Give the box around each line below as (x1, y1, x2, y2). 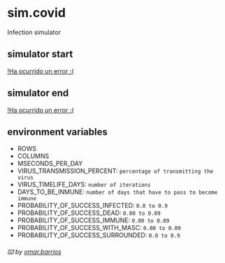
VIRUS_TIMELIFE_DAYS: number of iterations (17, 180, 152, 189)
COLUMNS (17, 152, 50, 160)
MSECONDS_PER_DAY (17, 159, 83, 168)
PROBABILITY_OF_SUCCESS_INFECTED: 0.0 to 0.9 (17, 201, 168, 210)
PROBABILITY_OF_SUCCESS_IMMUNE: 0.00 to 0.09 (17, 216, 170, 225)
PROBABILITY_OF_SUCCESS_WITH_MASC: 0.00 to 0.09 (17, 224, 182, 232)
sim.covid (7, 5, 66, 21)
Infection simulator (7, 28, 61, 36)
